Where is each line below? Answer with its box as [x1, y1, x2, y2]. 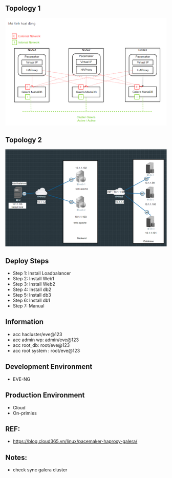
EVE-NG [12, 376, 31, 382]
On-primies [12, 410, 37, 416]
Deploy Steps [5, 256, 49, 265]
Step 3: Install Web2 [12, 281, 55, 287]
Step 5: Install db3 [12, 292, 51, 298]
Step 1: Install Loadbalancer [12, 270, 71, 276]
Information [5, 318, 44, 326]
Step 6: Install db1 [12, 297, 50, 304]
